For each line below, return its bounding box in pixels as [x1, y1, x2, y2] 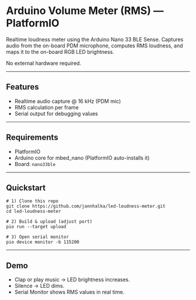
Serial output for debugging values [14, 110, 98, 117]
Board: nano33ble [14, 160, 56, 167]
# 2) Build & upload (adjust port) [6, 219, 93, 225]
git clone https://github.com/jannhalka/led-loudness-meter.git [6, 204, 166, 209]
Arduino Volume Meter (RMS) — [6, 4, 164, 18]
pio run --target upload [6, 224, 66, 230]
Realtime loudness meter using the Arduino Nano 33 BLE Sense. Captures [6, 36, 184, 43]
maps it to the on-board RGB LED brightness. [6, 48, 115, 55]
